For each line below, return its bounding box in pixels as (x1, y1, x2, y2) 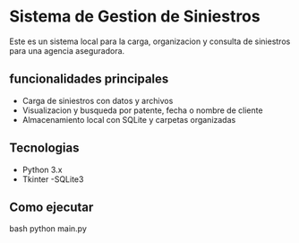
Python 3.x (21, 164, 63, 175)
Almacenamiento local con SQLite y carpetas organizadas (21, 114, 236, 125)
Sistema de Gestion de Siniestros (9, 6, 261, 27)
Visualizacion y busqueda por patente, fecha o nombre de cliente (21, 105, 263, 116)
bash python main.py (9, 223, 87, 234)
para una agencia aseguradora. (9, 45, 125, 56)
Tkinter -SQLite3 (21, 173, 84, 185)
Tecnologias (9, 141, 80, 156)
